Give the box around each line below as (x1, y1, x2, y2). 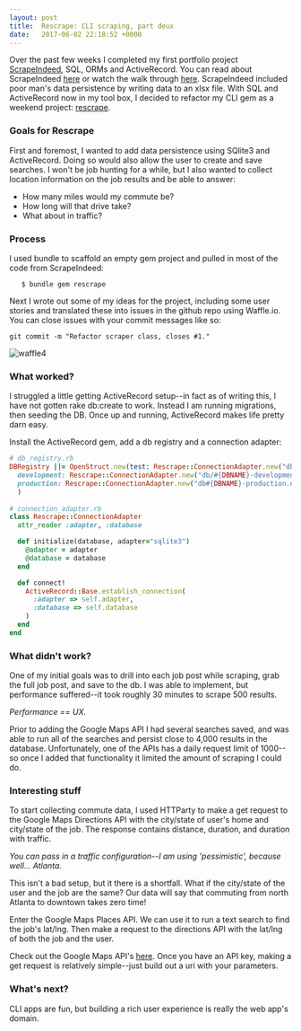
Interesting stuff (9, 784, 82, 797)
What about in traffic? (21, 210, 103, 221)
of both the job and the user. (9, 933, 115, 944)
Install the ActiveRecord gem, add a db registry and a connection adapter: (9, 436, 282, 447)
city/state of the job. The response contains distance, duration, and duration (9, 824, 290, 835)
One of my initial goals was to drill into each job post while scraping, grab (9, 670, 280, 681)
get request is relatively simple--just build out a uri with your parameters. (9, 960, 279, 971)
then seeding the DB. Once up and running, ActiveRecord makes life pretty (9, 410, 285, 420)
